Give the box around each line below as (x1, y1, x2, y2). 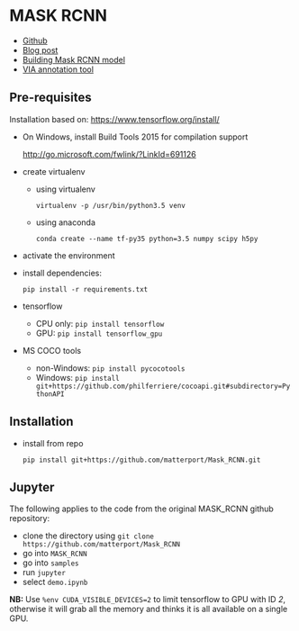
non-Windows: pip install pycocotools (35, 362, 186, 374)
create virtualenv (22, 166, 86, 176)
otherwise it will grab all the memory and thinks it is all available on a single (9, 604, 288, 615)
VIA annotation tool (22, 64, 95, 75)
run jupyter (22, 567, 66, 578)
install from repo (22, 437, 84, 448)
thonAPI (35, 389, 65, 399)
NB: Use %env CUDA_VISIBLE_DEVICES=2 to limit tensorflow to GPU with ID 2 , (9, 594, 286, 605)
